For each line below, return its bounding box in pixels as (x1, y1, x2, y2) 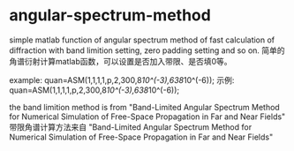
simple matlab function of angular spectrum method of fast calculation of (9, 34, 275, 45)
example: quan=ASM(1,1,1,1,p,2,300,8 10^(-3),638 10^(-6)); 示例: (9, 74, 235, 85)
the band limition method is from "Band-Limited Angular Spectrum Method (9, 102, 280, 112)
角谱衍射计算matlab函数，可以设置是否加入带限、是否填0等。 (9, 56, 232, 66)
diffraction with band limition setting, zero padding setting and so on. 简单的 (9, 45, 285, 56)
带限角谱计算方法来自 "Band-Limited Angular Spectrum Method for (9, 121, 253, 132)
